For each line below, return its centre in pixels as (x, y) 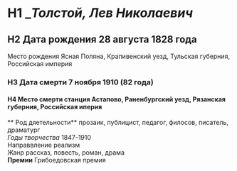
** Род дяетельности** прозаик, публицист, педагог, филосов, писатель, (118, 123)
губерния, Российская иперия (55, 106)
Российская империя (40, 64)
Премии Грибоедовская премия (57, 160)
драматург (24, 130)
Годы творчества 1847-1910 (49, 138)
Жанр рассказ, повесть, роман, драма (66, 153)
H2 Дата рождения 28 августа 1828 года (102, 39)
